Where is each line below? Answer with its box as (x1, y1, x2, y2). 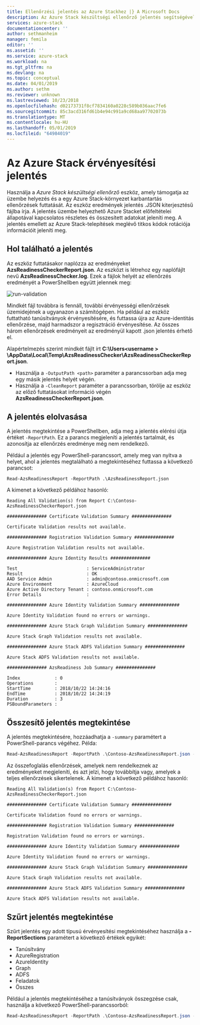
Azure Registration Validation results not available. (7, 545, 145, 551)
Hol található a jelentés (7, 244, 93, 254)
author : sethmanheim (7, 31, 58, 37)
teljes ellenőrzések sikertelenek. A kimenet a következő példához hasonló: (7, 775, 189, 782)
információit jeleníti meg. (7, 226, 67, 234)
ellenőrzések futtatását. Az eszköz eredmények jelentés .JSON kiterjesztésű (7, 201, 193, 209)
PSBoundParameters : (7, 701, 58, 707)
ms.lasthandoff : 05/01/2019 (7, 125, 77, 131)
